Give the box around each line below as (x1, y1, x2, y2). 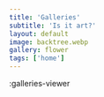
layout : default (9, 29, 69, 38)
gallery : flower (9, 46, 69, 55)
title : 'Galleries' (9, 12, 81, 22)
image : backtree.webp (9, 37, 89, 47)
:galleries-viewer (9, 78, 71, 88)
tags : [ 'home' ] (9, 54, 65, 63)
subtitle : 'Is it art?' (9, 21, 97, 30)
